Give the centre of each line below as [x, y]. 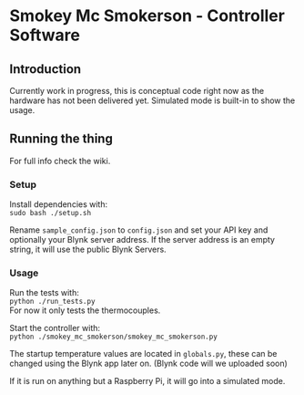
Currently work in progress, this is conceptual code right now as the [137, 91]
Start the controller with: [55, 328]
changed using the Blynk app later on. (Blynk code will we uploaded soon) [149, 364]
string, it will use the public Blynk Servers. [88, 249]
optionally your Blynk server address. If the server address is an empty [142, 240]
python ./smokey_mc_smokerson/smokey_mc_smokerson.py [114, 337]
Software [45, 35]
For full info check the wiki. [60, 161]
